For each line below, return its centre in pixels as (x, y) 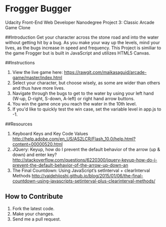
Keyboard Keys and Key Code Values (50, 133)
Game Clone (18, 27)
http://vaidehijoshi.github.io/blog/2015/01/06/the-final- (87, 175)
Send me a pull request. (36, 219)
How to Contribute (34, 197)
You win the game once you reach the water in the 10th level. (75, 104)
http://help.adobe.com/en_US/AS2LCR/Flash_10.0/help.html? (74, 139)
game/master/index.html (37, 77)
